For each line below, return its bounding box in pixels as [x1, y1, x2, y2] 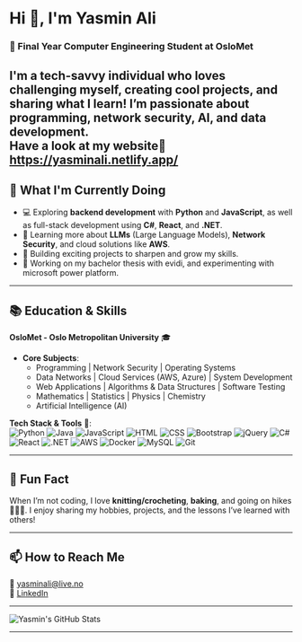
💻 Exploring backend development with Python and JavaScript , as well [22, 207, 293, 218]
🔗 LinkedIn [9, 587, 49, 598]
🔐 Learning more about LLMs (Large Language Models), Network [22, 229, 266, 241]
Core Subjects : [22, 353, 79, 364]
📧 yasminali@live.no [9, 578, 84, 589]
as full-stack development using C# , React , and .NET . [22, 220, 223, 231]
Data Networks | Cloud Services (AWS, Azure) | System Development [35, 372, 293, 383]
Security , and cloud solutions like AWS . [22, 239, 171, 250]
